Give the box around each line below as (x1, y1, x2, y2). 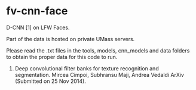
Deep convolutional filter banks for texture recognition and (14, 64, 160, 72)
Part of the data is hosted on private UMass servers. (6, 35, 135, 42)
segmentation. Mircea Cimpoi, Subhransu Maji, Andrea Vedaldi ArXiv (14, 71, 184, 78)
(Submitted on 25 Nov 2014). (14, 77, 87, 85)
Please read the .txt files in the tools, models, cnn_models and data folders (6, 46, 190, 54)
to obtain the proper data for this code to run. (6, 53, 118, 60)
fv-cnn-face (6, 4, 68, 18)
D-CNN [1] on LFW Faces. (6, 24, 70, 31)
